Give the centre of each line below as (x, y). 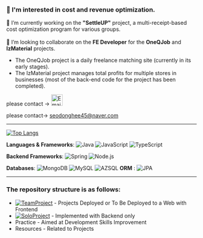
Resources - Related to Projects (54, 228)
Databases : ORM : (71, 168)
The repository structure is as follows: (63, 190)
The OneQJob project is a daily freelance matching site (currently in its (103, 61)
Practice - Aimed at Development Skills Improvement (81, 222)
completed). (30, 86)
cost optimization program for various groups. (63, 29)
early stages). (32, 67)
